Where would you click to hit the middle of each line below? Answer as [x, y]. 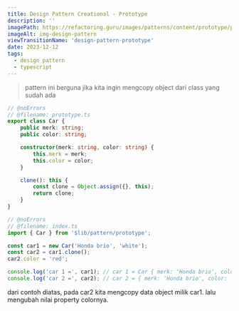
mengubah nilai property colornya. [58, 300]
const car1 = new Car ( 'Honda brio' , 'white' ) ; [78, 246]
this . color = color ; [63, 160]
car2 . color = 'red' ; [38, 259]
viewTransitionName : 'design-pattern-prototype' [81, 41]
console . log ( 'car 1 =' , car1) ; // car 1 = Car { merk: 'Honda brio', [113, 272]
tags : [15, 54]
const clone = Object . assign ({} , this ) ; [94, 187]
